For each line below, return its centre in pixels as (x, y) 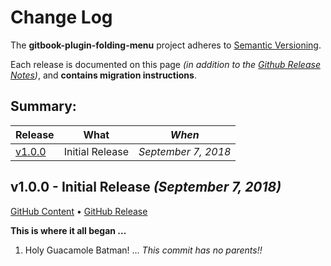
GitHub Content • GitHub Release (79, 211)
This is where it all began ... (68, 230)
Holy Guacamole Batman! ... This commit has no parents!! (143, 250)
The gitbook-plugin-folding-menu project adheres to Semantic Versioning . (166, 45)
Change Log (61, 17)
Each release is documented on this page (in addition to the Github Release (165, 64)
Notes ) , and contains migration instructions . (103, 75)
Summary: (43, 106)
